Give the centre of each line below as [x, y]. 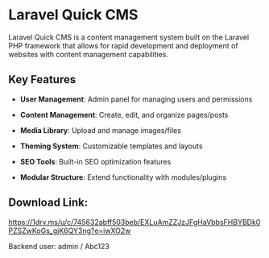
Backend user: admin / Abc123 [59, 246]
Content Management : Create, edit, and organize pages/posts [124, 114]
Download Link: [48, 203]
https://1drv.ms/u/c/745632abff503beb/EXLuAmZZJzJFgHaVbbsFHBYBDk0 [134, 222]
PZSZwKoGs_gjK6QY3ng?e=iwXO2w [70, 231]
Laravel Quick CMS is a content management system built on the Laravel [129, 37]
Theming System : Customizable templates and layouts [111, 146]
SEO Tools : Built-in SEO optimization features [95, 161]
